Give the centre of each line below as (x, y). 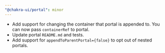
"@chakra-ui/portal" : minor (34, 10)
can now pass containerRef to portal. (51, 29)
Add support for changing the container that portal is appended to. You (86, 24)
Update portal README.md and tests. (48, 34)
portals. (20, 45)
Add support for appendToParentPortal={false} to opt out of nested (82, 40)
